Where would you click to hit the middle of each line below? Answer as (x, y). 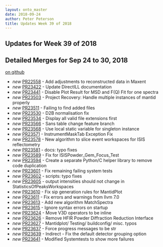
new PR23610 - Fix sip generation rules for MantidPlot (67, 192)
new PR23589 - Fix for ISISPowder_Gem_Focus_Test (66, 155)
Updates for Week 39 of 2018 (51, 43)
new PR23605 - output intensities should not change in (68, 181)
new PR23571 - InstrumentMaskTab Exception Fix (63, 134)
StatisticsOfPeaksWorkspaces (43, 187)
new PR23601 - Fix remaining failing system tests (62, 171)
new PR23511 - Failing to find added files (54, 108)
